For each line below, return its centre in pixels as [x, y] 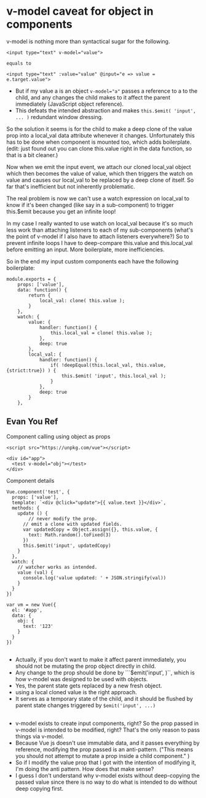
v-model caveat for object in [80, 11]
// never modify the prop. [63, 518]
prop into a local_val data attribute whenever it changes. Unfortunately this [101, 135]
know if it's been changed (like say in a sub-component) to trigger [90, 205]
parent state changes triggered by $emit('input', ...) [85, 705]
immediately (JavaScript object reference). [69, 104]
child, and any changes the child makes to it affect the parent [93, 97]
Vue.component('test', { [38, 492]
